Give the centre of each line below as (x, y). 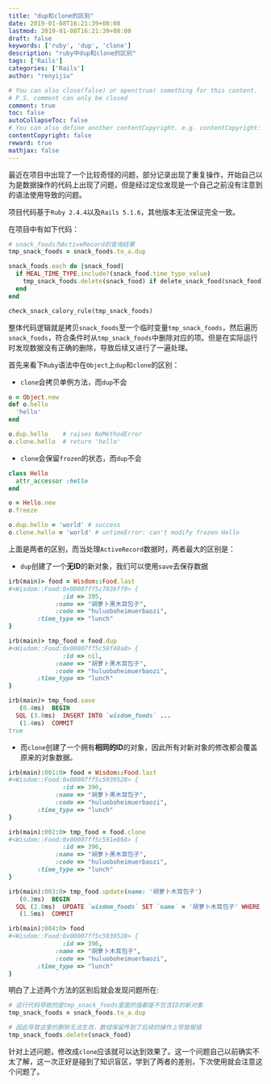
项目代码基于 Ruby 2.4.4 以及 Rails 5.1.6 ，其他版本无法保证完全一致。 (124, 211)
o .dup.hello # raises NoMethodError (75, 434)
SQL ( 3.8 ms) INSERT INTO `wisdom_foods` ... (94, 715)
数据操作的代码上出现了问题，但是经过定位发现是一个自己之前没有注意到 (142, 184)
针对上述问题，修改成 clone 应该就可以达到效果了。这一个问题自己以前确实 (130, 1051)
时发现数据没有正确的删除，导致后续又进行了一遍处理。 (100, 347)
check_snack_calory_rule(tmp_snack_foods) (81, 311)
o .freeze (23, 511)
